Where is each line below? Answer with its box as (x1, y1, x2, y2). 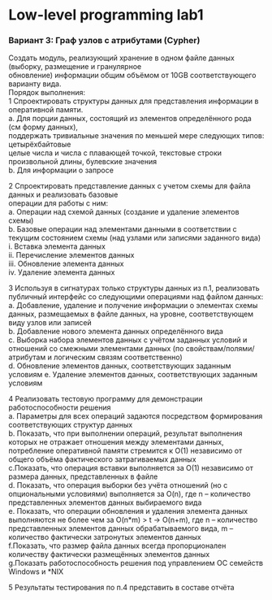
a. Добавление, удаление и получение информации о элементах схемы (8, 301, 258, 311)
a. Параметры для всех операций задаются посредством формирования (8, 411, 263, 421)
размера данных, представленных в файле (8, 472, 158, 481)
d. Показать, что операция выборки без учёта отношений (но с (8, 480, 228, 490)
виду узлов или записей (8, 318, 92, 328)
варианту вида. (8, 79, 62, 89)
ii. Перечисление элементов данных (8, 250, 135, 260)
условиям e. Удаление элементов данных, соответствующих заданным (8, 370, 258, 380)
